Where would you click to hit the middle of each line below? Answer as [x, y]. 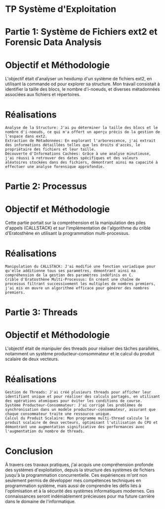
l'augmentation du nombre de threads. [45, 431]
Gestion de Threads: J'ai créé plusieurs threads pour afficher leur [78, 393]
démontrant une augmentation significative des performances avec [75, 427]
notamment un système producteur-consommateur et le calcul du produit [80, 354]
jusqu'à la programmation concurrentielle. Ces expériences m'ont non [76, 475]
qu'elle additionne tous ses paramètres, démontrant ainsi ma [70, 271]
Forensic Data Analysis [54, 42]
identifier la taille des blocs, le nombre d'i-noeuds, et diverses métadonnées [82, 89]
